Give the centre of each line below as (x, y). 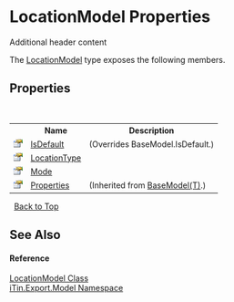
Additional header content (58, 42)
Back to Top (36, 206)
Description (152, 130)
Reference (30, 258)
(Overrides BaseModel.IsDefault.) (152, 144)
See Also (35, 235)
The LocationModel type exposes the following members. (117, 59)
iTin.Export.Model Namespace (66, 288)
